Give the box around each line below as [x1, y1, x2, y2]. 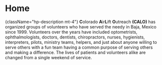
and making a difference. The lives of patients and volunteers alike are [5, 49, 146, 55]
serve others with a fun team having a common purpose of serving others [5, 44, 153, 50]
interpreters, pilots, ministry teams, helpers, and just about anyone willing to [5, 39, 157, 45]
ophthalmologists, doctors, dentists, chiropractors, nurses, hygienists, [5, 34, 145, 40]
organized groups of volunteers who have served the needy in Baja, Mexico [5, 24, 157, 29]
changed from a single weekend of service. [5, 54, 92, 60]
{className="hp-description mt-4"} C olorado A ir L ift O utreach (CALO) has [5, 19, 156, 25]
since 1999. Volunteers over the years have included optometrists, [5, 29, 138, 35]
